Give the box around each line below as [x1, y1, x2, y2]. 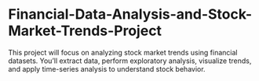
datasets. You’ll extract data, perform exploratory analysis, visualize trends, [8, 56, 252, 65]
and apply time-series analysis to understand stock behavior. [8, 64, 206, 73]
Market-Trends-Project [8, 22, 162, 40]
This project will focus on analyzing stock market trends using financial [8, 48, 238, 57]
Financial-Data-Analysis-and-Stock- [8, 5, 253, 23]
